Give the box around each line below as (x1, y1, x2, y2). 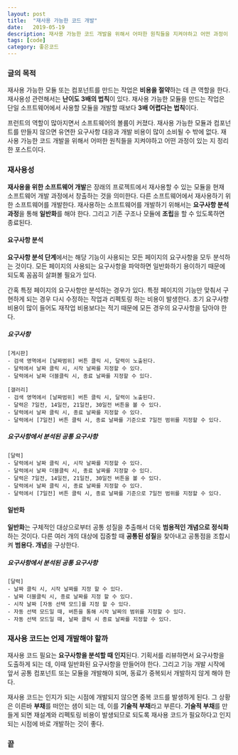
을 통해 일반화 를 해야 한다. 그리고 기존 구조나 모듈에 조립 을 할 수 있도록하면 (18, 209, 225, 218)
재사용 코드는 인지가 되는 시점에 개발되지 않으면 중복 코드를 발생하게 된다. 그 (7, 693, 218, 702)
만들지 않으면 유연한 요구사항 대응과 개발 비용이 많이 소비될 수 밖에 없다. (20, 127, 220, 136)
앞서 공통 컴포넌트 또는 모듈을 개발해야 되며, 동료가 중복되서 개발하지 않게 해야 (7, 669, 224, 677)
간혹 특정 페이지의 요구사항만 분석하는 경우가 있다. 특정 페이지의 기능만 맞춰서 (7, 285, 222, 294)
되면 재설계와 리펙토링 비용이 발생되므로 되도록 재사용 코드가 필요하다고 (20, 711, 218, 719)
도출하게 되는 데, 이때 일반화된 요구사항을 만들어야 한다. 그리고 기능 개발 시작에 (7, 660, 225, 669)
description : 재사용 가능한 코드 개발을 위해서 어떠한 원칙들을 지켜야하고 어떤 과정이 (7, 30, 229, 38)
